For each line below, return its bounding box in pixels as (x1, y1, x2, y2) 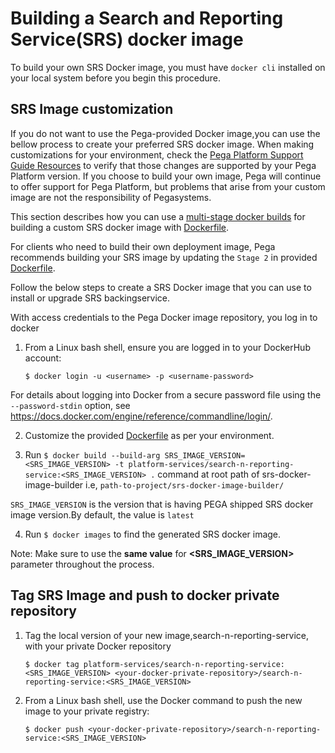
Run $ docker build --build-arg (24, 448, 161, 461)
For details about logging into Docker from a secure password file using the (10, 388, 322, 401)
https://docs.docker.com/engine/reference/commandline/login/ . (10, 410, 273, 422)
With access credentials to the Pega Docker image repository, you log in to (10, 311, 318, 323)
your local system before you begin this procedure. (10, 72, 222, 84)
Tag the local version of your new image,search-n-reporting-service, (24, 629, 309, 641)
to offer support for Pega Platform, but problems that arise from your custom (10, 180, 326, 192)
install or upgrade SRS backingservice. (10, 292, 171, 304)
